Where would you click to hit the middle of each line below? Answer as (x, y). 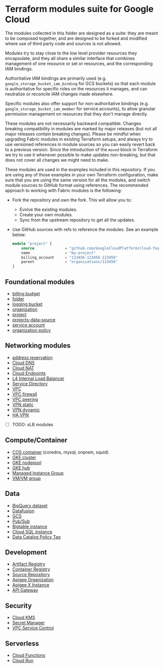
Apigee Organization (33, 580)
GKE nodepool (27, 463)
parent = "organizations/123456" (70, 262)
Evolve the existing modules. (48, 209)
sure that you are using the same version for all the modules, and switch (78, 180)
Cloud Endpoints (29, 373)
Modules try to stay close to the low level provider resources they (71, 53)
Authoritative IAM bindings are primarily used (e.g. (56, 78)
